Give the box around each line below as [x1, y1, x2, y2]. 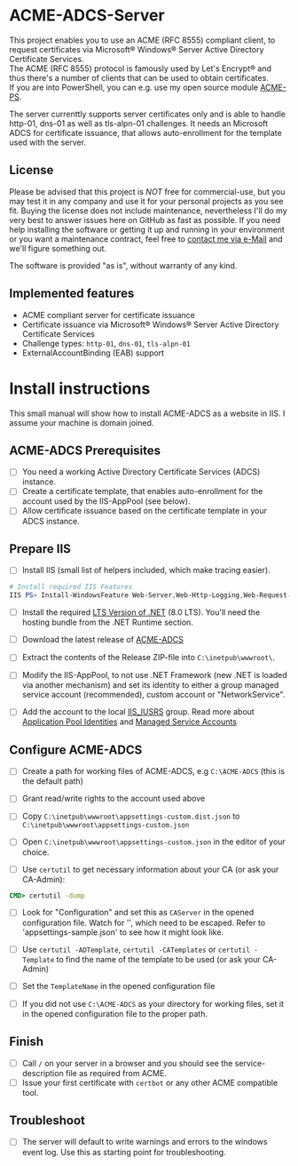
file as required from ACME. [65, 1067, 167, 1078]
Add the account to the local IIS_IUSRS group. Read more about [21, 707, 255, 717]
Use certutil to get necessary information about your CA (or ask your [21, 864, 279, 874]
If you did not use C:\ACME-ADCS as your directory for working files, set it [21, 998, 284, 1009]
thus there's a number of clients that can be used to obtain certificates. [9, 72, 269, 83]
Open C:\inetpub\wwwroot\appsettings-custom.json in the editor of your [21, 836, 286, 847]
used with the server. [9, 137, 87, 148]
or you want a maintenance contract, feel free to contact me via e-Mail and [9, 233, 283, 244]
